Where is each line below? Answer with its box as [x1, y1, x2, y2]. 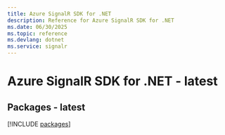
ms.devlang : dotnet [7, 37, 65, 44]
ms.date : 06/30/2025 [7, 23, 68, 30]
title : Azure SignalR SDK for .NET [7, 10, 112, 18]
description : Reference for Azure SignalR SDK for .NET [7, 17, 174, 24]
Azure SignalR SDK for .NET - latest [7, 73, 218, 89]
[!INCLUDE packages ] [7, 120, 71, 128]
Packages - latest [7, 101, 86, 113]
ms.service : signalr [7, 43, 68, 50]
